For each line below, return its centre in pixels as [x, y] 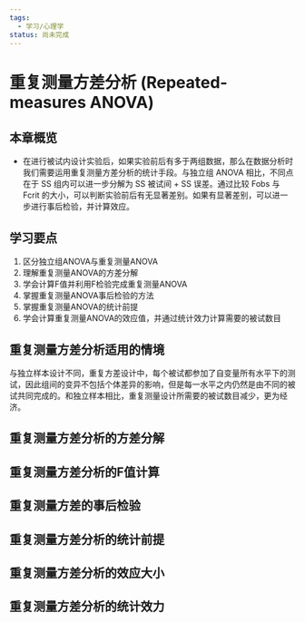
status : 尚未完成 [39, 34]
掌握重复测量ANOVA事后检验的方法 [88, 296]
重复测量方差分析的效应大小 [87, 573]
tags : [20, 18]
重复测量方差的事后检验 [75, 505]
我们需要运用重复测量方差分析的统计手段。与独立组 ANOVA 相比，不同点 [158, 172]
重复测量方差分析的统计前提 [87, 539]
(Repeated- [184, 82]
